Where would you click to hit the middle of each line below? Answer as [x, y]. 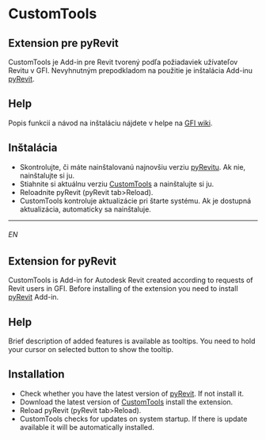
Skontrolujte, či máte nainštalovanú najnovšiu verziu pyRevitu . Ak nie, [133, 166]
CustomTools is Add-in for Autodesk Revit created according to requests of [131, 280]
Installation [36, 375]
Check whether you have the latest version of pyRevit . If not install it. [131, 393]
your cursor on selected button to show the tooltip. [91, 350]
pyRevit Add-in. [34, 297]
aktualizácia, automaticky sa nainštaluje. [85, 209]
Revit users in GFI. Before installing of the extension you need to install [123, 289]
